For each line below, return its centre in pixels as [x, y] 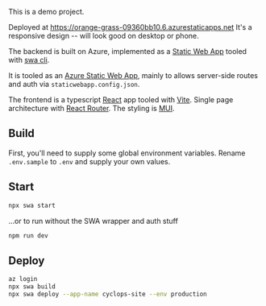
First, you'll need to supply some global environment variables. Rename [127, 153]
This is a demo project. [46, 12]
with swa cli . [29, 60]
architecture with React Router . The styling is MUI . [91, 108]
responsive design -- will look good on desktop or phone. [104, 36]
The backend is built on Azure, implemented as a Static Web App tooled [128, 51]
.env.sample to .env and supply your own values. [89, 161]
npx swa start [32, 205]
